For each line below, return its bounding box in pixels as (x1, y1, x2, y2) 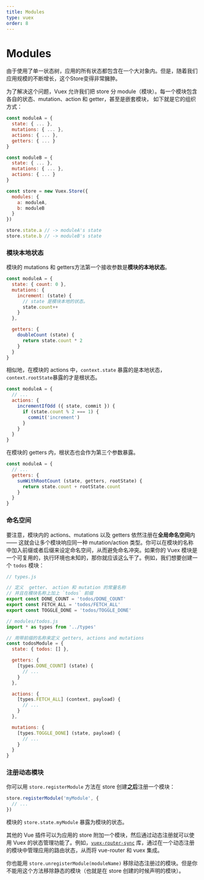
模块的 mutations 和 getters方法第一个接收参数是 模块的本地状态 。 (6, 264, 171, 271)
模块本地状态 (6, 248, 44, 257)
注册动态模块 (6, 768, 44, 777)
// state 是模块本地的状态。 (22, 298, 88, 304)
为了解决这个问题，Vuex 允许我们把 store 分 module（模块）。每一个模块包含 (6, 88, 197, 95)
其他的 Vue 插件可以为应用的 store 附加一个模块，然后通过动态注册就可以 (6, 831, 189, 839)
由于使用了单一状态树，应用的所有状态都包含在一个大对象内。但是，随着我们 (6, 68, 198, 75)
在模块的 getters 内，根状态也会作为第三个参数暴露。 (6, 449, 139, 456)
